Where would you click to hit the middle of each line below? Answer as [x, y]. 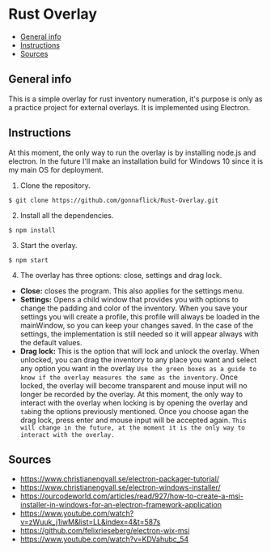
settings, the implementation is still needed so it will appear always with [139, 334]
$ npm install [32, 230]
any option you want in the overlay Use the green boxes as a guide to [138, 368]
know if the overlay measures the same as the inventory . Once [129, 377]
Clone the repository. [55, 185]
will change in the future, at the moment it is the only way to [132, 428]
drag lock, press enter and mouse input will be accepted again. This [133, 420]
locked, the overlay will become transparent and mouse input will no [134, 385]
